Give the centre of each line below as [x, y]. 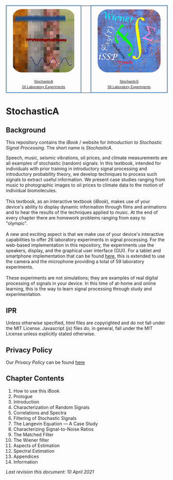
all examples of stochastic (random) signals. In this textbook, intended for [83, 163]
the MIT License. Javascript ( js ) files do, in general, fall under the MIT [79, 328]
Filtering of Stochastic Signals [45, 418]
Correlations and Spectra [40, 413]
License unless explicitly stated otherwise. [51, 334]
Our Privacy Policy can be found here [45, 362]
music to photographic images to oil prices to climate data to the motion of [84, 185]
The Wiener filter [31, 440]
